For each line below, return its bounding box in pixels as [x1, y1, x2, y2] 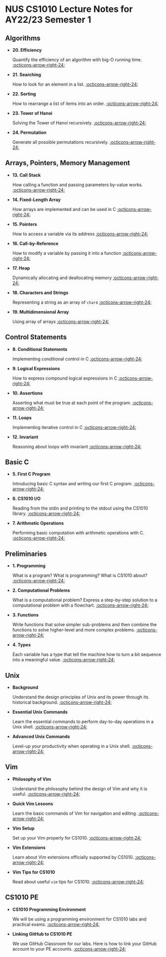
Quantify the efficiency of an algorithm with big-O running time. [12, 57, 142, 63]
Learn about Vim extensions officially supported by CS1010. [12, 854, 134, 860]
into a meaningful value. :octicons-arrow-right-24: [12, 657, 115, 663]
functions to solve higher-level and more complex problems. [12, 627, 135, 633]
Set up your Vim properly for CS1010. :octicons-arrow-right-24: [12, 835, 142, 841]
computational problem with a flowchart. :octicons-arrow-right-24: [12, 602, 149, 608]
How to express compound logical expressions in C [12, 375, 117, 381]
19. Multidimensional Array [12, 309, 69, 315]
